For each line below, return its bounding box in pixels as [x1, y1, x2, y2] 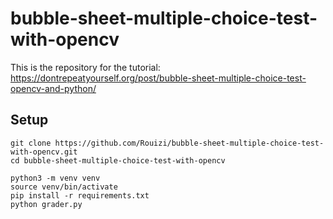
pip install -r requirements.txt [10, 190, 150, 201]
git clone [10, 138, 52, 148]
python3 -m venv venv [10, 173, 101, 183]
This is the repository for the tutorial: [10, 61, 161, 73]
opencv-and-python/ [10, 82, 97, 94]
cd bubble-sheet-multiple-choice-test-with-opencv [10, 155, 226, 166]
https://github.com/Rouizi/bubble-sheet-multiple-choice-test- [54, 138, 325, 148]
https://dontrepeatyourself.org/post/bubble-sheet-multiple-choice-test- [10, 72, 307, 84]
